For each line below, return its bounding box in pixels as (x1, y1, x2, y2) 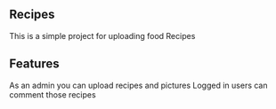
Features (9, 57, 60, 72)
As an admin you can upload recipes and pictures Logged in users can (9, 80, 268, 90)
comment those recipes (9, 89, 96, 100)
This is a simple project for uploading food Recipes (9, 30, 196, 41)
